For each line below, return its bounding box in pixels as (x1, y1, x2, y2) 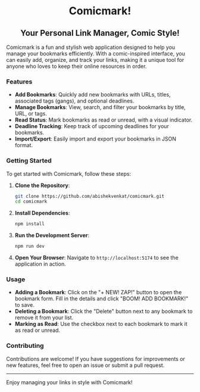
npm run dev (14, 243, 45, 250)
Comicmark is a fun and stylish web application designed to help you (6, 43, 176, 51)
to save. (14, 301, 35, 309)
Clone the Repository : (14, 182, 70, 189)
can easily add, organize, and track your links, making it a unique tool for (6, 57, 185, 63)
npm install (14, 221, 45, 227)
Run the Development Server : (14, 232, 90, 239)
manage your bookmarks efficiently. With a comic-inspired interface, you (6, 50, 186, 57)
